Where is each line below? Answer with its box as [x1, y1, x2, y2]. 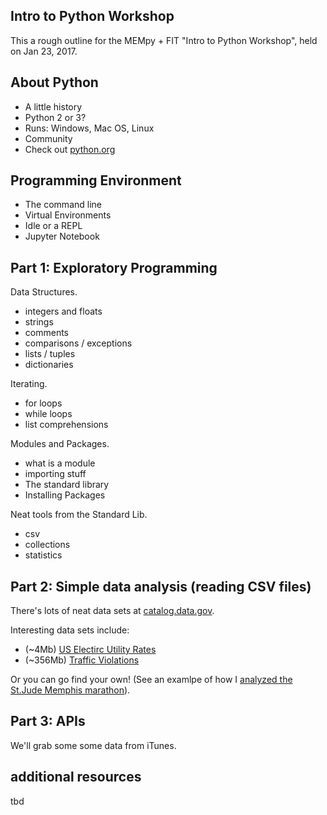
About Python [10, 74, 99, 91]
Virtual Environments [24, 209, 112, 221]
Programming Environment [10, 172, 182, 189]
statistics [24, 549, 63, 561]
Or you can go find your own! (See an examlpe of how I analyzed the [10, 674, 293, 686]
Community [24, 132, 73, 144]
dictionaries [24, 359, 74, 371]
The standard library [24, 479, 110, 491]
